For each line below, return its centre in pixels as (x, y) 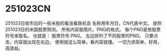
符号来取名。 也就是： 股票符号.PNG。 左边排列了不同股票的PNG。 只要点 (82, 35)
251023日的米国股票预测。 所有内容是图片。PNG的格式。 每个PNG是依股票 (83, 29)
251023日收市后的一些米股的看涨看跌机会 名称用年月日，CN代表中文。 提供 (83, 23)
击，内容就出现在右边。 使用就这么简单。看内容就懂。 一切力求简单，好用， (83, 42)
